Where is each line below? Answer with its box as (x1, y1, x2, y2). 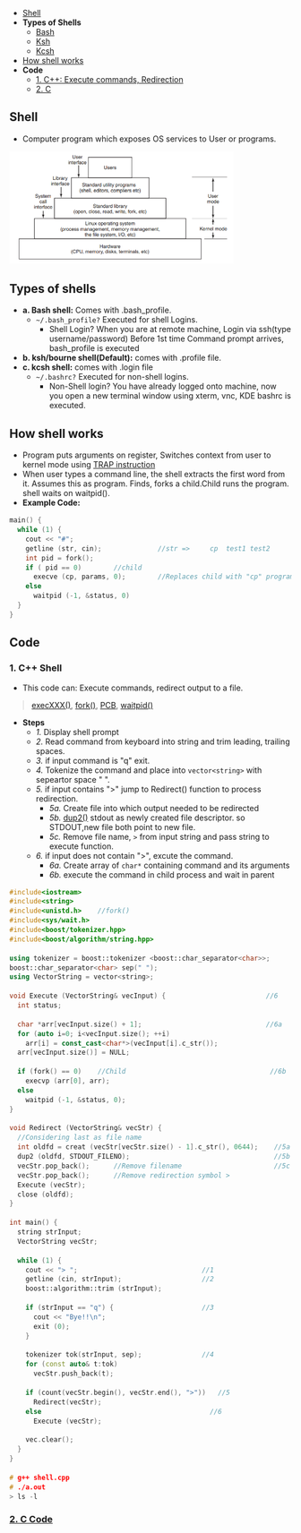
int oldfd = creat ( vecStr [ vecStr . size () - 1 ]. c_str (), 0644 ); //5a (17, 1143, 291, 1152)
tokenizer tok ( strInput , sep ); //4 (25, 1350, 215, 1359)
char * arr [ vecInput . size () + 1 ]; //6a (17, 1020, 282, 1029)
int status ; (17, 1001, 63, 1010)
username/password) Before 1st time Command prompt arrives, (48, 333, 284, 344)
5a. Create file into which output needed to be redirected (48, 802, 260, 813)
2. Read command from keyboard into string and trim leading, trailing (35, 736, 290, 747)
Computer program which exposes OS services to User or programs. (21, 133, 277, 144)
